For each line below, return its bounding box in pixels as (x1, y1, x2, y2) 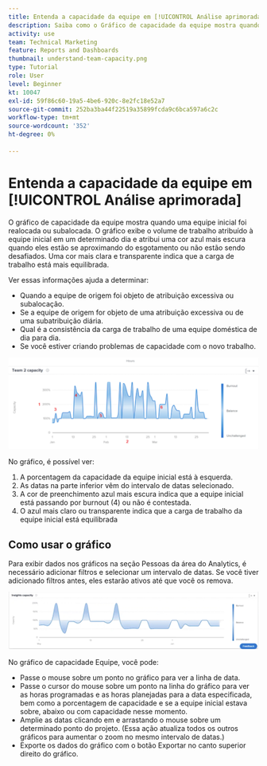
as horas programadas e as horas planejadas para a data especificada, (19, 690, 253, 700)
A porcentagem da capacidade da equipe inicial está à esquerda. (19, 472, 233, 482)
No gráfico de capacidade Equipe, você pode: (8, 658, 159, 667)
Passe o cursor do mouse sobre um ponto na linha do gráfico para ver (19, 682, 250, 691)
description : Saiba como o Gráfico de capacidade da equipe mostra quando (8, 21, 261, 29)
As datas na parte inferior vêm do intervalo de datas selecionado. (19, 481, 234, 490)
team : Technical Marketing (8, 38, 98, 46)
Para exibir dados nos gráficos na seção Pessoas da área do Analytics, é (8, 559, 247, 569)
